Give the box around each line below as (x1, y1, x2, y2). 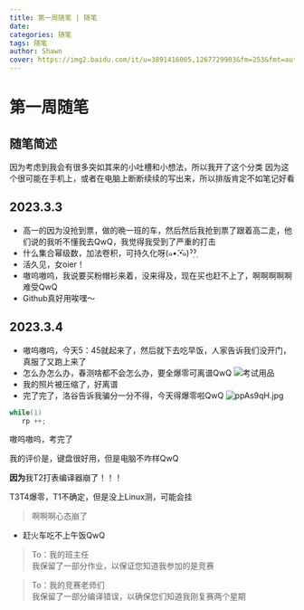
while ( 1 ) (9, 408, 43, 417)
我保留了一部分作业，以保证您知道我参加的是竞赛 (31, 560, 214, 571)
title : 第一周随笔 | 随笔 (9, 13, 98, 23)
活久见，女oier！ (22, 259, 86, 270)
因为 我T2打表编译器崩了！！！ (9, 472, 123, 483)
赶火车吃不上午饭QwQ (22, 530, 106, 541)
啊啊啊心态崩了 (31, 510, 88, 521)
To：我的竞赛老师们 (31, 580, 106, 591)
